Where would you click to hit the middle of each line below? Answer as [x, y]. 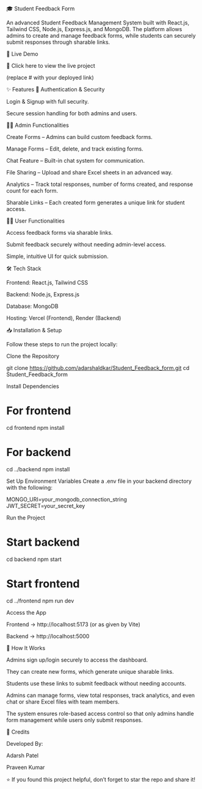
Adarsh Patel [22, 755]
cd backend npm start [34, 559]
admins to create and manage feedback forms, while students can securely [101, 36]
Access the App [27, 612]
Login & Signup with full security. [48, 102]
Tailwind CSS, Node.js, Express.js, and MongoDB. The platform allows [94, 29]
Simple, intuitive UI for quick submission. [57, 256]
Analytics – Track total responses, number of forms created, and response [100, 184]
